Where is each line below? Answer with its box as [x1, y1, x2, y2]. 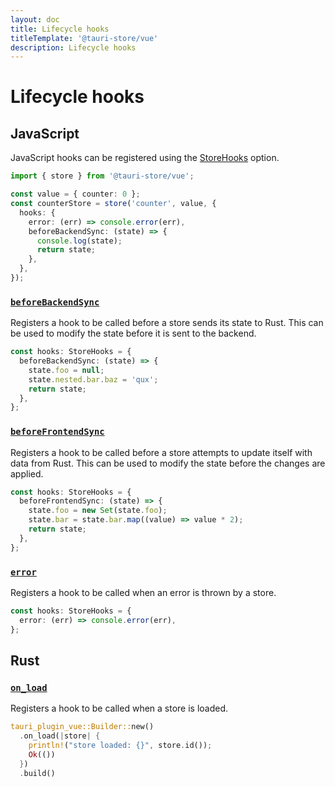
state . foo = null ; [28, 365, 105, 375]
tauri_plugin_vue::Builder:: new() [10, 722, 155, 732]
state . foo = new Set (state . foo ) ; [28, 506, 168, 516]
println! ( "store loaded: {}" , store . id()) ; [28, 741, 213, 751]
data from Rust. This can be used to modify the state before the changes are [10, 457, 326, 469]
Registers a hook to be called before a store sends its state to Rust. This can [10, 317, 324, 329]
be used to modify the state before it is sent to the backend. [10, 327, 257, 340]
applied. [10, 467, 44, 480]
